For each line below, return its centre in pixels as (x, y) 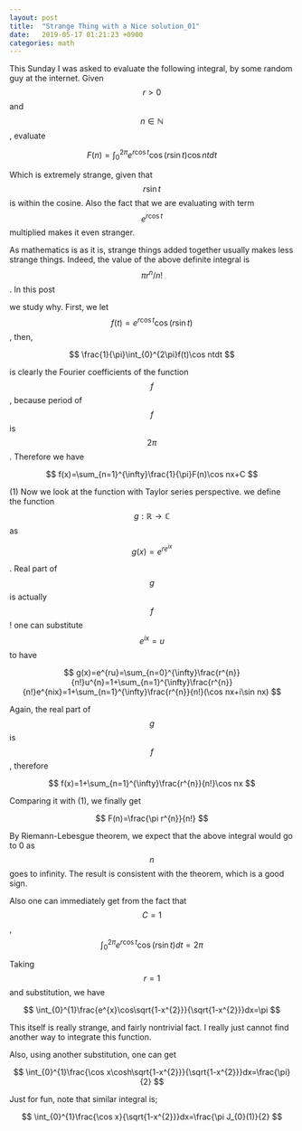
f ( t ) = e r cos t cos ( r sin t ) (152, 322)
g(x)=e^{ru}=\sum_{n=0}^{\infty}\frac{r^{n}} (158, 672)
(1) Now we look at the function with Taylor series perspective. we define (145, 491)
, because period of (46, 400)
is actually (28, 597)
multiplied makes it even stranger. (72, 232)
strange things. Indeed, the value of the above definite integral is (130, 259)
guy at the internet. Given (57, 79)
